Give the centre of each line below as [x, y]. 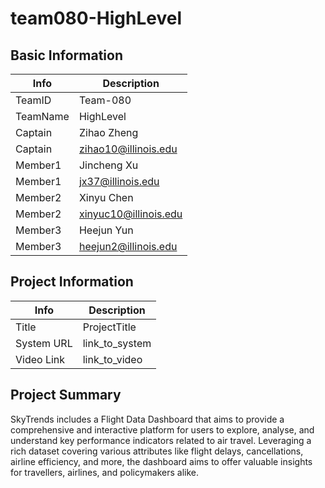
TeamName [42, 116]
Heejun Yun [106, 230]
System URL [44, 343]
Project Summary [66, 395]
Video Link [40, 359]
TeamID [33, 100]
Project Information [72, 282]
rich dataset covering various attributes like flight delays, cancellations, [157, 451]
